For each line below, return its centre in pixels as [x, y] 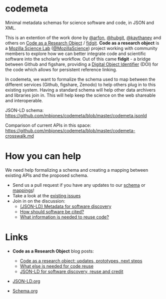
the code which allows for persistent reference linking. [61, 69]
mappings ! [23, 190]
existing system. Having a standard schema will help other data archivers [80, 90]
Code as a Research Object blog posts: [53, 251]
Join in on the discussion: [39, 201]
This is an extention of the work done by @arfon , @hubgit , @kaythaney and [83, 38]
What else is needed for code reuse [57, 266]
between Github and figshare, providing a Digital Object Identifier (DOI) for [82, 64]
